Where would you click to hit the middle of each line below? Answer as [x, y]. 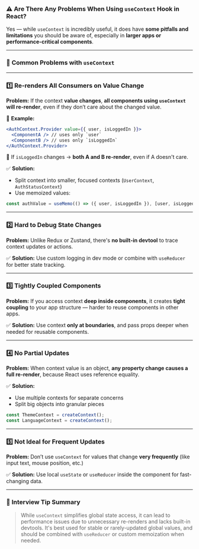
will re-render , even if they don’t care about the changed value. [84, 107]
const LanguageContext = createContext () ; [59, 421]
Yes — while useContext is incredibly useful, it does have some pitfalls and [97, 29]
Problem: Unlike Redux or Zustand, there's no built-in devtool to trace [92, 240]
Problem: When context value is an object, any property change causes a [97, 368]
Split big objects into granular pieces [60, 404]
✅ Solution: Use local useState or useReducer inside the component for [92, 475]
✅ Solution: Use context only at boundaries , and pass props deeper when [97, 325]
